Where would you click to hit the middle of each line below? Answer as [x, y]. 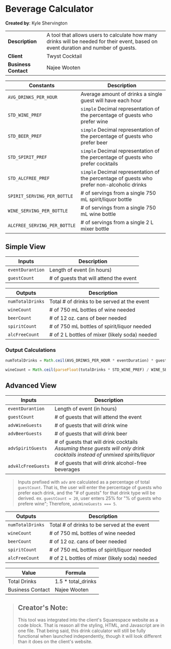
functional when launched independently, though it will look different [90, 636]
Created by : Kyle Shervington [36, 23]
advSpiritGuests [27, 448]
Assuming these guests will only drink [99, 448]
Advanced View [31, 386]
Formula [76, 572]
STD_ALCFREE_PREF [29, 178]
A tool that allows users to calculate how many [102, 35]
